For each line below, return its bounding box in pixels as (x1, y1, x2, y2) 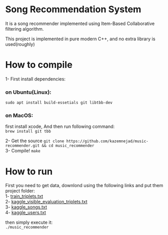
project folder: (5, 188, 35, 194)
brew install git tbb (5, 129, 51, 134)
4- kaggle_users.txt (5, 210, 46, 216)
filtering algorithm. (5, 25, 44, 32)
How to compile (5, 59, 73, 71)
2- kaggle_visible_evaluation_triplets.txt (5, 199, 88, 205)
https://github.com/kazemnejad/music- (66, 139, 149, 144)
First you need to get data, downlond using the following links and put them (5, 182, 164, 189)
